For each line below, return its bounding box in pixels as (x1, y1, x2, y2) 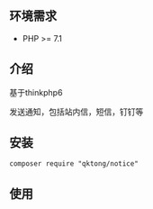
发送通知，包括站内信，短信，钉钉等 (9, 106, 144, 117)
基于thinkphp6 (9, 86, 63, 97)
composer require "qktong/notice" (9, 159, 139, 168)
